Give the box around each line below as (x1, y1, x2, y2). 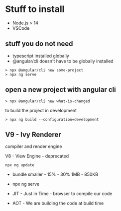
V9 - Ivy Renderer (5, 130, 61, 139)
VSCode (12, 25, 30, 31)
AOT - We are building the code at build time (12, 200, 104, 207)
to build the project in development (5, 107, 77, 113)
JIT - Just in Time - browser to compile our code (12, 191, 113, 197)
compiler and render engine (5, 143, 62, 149)
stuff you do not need (5, 40, 73, 48)
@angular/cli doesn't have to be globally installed (12, 58, 114, 64)
